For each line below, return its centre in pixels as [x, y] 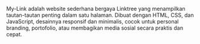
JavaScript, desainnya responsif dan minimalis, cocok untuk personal [93, 21]
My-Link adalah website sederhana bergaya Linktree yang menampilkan [96, 9]
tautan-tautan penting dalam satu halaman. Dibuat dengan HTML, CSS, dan [100, 15]
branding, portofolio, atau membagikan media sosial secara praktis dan [95, 28]
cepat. [14, 34]
